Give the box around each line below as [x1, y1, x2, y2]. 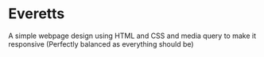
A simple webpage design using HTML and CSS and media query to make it [8, 31, 257, 40]
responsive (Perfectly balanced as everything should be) [8, 39, 194, 48]
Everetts [8, 5, 65, 23]
